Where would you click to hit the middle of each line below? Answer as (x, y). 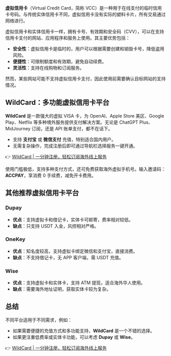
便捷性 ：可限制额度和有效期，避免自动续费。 (60, 61)
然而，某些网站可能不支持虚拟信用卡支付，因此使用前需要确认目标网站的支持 (85, 79)
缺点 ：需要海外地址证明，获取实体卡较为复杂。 (62, 289)
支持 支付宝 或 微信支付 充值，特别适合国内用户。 (64, 139)
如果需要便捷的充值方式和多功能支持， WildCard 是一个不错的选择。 (84, 331)
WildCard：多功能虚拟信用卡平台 (57, 103)
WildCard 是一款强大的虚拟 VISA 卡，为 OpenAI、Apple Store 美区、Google (85, 116)
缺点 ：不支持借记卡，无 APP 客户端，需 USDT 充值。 (68, 257)
